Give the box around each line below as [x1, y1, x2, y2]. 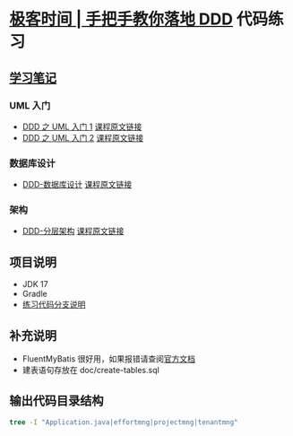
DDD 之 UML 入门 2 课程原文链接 [22, 132, 144, 143]
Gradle [22, 289, 47, 300]
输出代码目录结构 [9, 393, 104, 409]
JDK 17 [22, 279, 48, 290]
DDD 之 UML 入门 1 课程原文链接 [22, 121, 142, 132]
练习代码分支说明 [22, 299, 86, 310]
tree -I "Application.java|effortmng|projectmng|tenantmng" [9, 417, 239, 427]
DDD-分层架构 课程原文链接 [22, 226, 125, 237]
